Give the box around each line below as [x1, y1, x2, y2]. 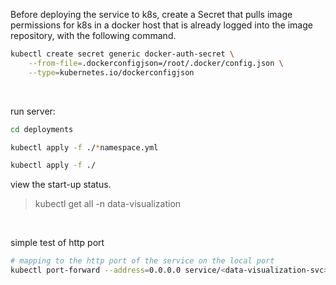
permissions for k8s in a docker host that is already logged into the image [10, 19, 313, 31]
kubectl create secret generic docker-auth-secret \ [10, 49, 235, 59]
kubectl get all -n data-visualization [34, 198, 182, 210]
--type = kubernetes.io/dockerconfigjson [28, 67, 195, 78]
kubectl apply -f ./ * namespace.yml [10, 142, 159, 153]
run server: [10, 105, 56, 117]
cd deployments [10, 124, 74, 134]
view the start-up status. [10, 179, 112, 191]
